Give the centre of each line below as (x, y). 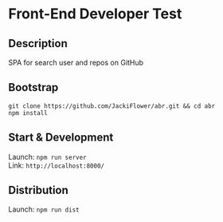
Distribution (39, 190)
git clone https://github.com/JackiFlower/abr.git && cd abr (112, 106)
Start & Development (61, 138)
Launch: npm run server (47, 157)
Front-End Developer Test (95, 14)
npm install (28, 113)
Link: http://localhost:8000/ (57, 165)
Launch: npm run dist (44, 209)
